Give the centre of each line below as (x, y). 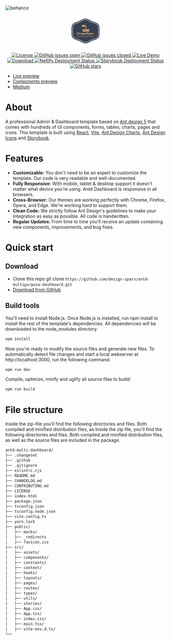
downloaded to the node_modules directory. (52, 329)
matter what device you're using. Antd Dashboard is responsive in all (85, 189)
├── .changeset (21, 455)
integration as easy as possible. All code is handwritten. (71, 216)
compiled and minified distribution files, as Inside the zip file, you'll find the (84, 429)
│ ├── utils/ (21, 599)
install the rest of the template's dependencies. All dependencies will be (81, 323)
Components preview (35, 81)
